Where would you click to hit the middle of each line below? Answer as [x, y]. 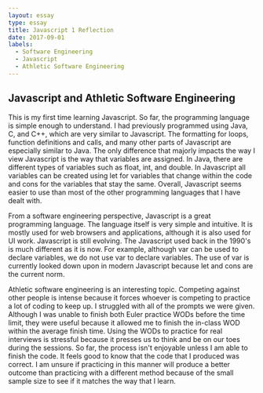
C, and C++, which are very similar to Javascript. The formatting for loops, [128, 133]
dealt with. [25, 200]
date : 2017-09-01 [37, 37]
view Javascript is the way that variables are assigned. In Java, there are [126, 158]
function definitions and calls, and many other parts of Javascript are [120, 142]
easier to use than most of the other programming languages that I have [124, 192]
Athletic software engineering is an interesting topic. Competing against [124, 289]
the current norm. [37, 274]
